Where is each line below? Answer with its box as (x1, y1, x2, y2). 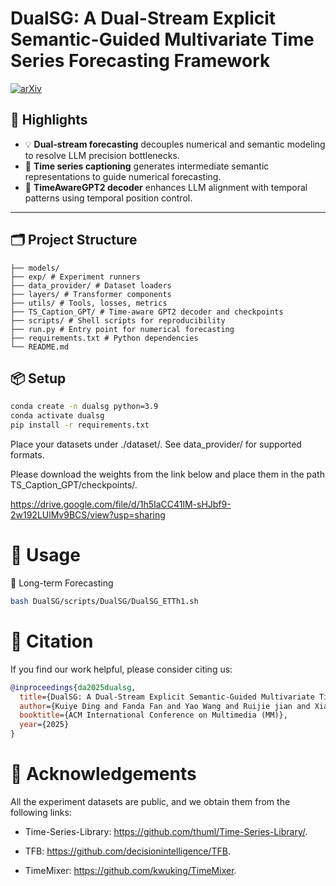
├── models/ (10, 263, 60, 273)
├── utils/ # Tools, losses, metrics (10, 298, 168, 308)
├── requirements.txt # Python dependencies (10, 333, 199, 343)
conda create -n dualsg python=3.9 (10, 402, 159, 412)
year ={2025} (19, 720, 70, 730)
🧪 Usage (10, 544, 81, 567)
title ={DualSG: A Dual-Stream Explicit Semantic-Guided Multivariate (19, 692, 315, 702)
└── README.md (10, 342, 70, 352)
